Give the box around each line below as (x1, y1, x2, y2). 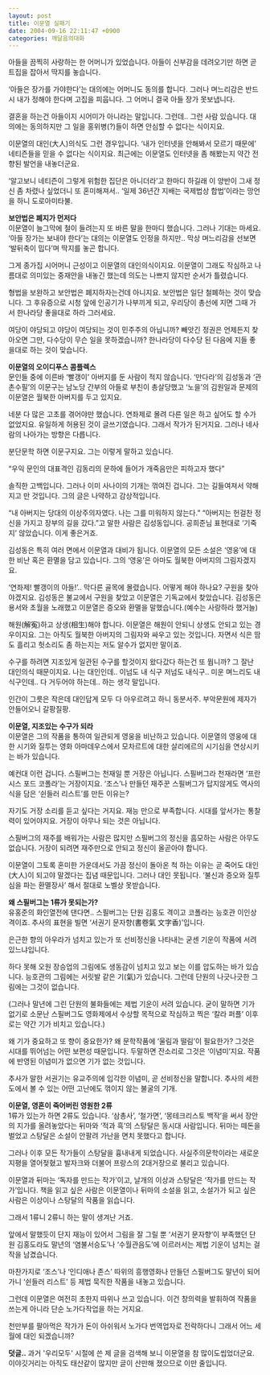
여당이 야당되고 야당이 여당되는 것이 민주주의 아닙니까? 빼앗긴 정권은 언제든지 (8, 325, 251, 335)
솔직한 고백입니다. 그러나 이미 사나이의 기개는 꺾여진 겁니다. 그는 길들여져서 (8, 481, 244, 491)
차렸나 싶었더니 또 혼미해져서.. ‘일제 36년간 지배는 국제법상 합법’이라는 (25, 186, 246, 196)
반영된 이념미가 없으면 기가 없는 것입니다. (16, 1056, 146, 1067)
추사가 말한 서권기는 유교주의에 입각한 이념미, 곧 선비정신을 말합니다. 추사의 (8, 1074, 244, 1084)
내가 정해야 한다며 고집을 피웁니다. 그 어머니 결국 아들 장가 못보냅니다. (16, 94, 235, 105)
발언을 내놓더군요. (22, 159, 80, 169)
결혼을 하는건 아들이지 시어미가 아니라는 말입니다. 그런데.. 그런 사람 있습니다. (8, 112, 248, 122)
